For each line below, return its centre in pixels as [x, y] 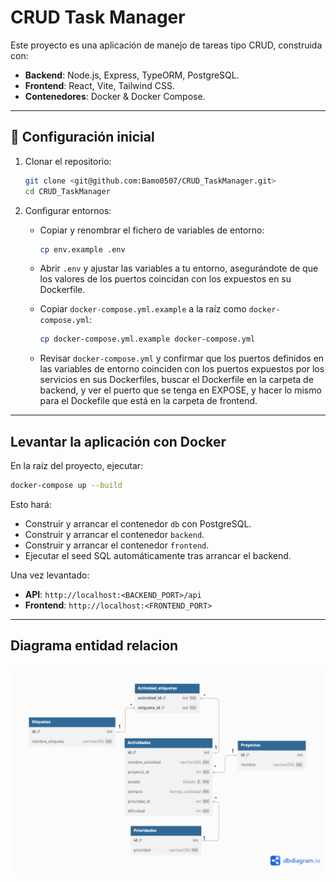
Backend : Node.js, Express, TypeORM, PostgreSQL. [132, 75]
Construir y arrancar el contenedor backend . [114, 534]
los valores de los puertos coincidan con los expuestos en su [165, 279]
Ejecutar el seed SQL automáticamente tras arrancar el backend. [158, 555]
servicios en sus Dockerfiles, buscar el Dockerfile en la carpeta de [176, 380]
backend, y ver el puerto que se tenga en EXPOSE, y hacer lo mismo [180, 390]
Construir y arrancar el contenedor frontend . [117, 545]
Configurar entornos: [68, 210]
